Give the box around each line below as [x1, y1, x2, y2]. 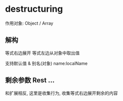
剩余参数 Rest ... [5, 76, 55, 84]
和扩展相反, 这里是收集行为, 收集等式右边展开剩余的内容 [5, 90, 118, 96]
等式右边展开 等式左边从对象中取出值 [5, 50, 80, 56]
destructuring [5, 3, 63, 15]
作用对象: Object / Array [5, 20, 54, 26]
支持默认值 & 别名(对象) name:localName [5, 60, 88, 66]
